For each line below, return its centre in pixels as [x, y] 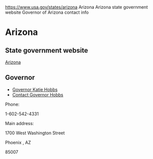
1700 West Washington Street [35, 133]
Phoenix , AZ [18, 142]
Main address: [20, 123]
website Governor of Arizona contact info [47, 12]
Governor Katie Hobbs [35, 89]
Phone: [12, 104]
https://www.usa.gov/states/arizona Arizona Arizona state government [76, 7]
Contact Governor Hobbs [38, 95]
